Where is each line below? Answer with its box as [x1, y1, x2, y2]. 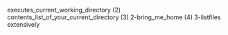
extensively [7, 21, 40, 28]
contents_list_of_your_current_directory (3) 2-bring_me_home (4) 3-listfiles [7, 13, 221, 21]
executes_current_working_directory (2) [7, 6, 121, 14]
